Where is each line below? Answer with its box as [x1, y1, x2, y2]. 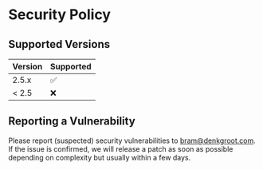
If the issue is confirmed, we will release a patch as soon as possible [8, 144, 234, 153]
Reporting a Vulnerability [8, 114, 135, 128]
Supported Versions [8, 38, 110, 51]
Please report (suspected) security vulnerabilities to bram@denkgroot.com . [8, 136, 257, 145]
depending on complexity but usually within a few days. [8, 152, 191, 162]
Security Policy [8, 6, 112, 24]
